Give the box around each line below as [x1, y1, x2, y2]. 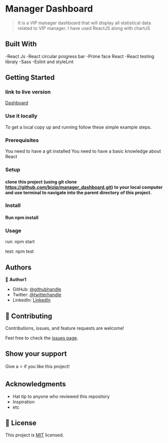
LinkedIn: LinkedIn [12, 297, 51, 303]
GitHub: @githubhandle [12, 286, 62, 292]
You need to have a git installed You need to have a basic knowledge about [5, 148, 161, 154]
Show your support [5, 349, 67, 358]
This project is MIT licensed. [5, 432, 64, 438]
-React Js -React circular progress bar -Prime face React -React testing [5, 53, 155, 59]
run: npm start [5, 239, 35, 245]
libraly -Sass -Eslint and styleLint [5, 59, 74, 65]
